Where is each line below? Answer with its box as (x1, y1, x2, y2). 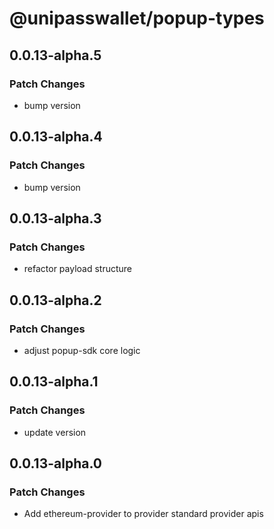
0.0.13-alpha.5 (9, 47, 102, 64)
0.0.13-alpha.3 (9, 210, 102, 227)
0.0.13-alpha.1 (9, 373, 99, 391)
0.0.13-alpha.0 (9, 455, 102, 472)
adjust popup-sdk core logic (23, 344, 141, 356)
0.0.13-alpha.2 (9, 292, 102, 309)
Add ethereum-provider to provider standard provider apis (23, 508, 264, 520)
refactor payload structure (23, 263, 133, 275)
